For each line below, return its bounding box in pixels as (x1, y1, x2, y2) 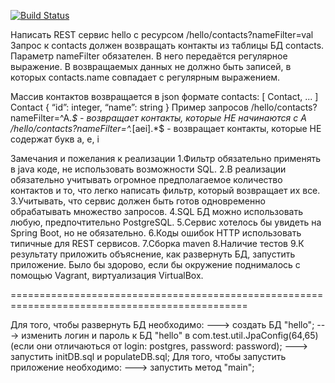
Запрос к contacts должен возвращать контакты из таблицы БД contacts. (10, 40, 325, 51)
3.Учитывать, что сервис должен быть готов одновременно (10, 195, 266, 207)
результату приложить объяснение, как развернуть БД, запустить (10, 248, 296, 260)
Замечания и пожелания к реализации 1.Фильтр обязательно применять (10, 153, 322, 164)
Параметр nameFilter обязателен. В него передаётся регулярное (10, 50, 288, 62)
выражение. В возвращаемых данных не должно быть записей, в (10, 61, 292, 72)
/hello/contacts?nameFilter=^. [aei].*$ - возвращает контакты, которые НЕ (10, 123, 322, 134)
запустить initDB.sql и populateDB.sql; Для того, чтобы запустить (10, 351, 287, 362)
